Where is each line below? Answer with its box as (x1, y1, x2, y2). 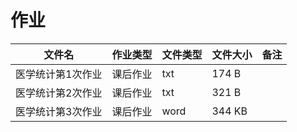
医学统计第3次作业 (15, 104, 103, 118)
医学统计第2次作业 (15, 86, 103, 100)
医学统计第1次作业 (15, 67, 103, 81)
